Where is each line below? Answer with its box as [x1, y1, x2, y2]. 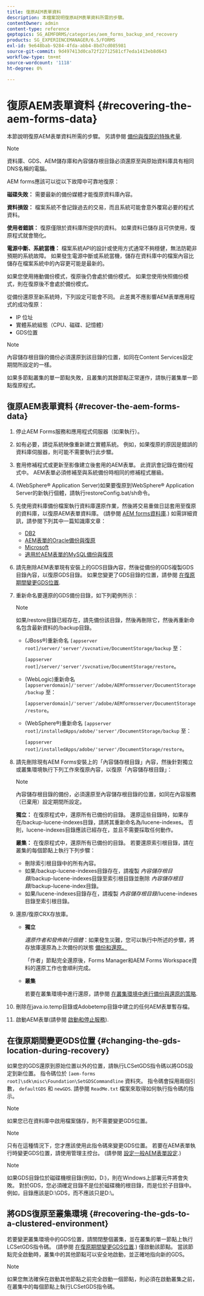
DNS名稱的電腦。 [7, 165, 50, 172]
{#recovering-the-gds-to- [89, 1209, 190, 1219]
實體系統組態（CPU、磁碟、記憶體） [15, 321, 107, 328]
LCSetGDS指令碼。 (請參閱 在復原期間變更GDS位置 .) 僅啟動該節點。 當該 [7, 1243, 188, 1250]
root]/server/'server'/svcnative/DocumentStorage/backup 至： [24, 645, 184, 652]
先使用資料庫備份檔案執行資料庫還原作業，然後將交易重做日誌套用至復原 [15, 502, 196, 510]
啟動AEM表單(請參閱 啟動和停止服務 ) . [15, 1016, 109, 1023]
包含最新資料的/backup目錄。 [21, 624, 95, 631]
